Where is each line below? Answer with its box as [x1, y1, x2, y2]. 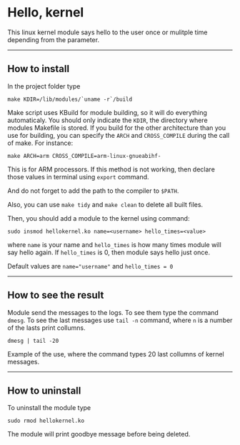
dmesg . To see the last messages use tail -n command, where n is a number [7, 316, 233, 324]
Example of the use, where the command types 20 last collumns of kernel [7, 349, 224, 358]
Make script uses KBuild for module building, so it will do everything [7, 108, 207, 116]
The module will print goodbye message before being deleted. [7, 430, 191, 439]
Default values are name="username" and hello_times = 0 [7, 261, 174, 270]
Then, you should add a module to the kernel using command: [7, 214, 190, 222]
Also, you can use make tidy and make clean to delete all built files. [7, 200, 204, 209]
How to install [7, 63, 70, 75]
